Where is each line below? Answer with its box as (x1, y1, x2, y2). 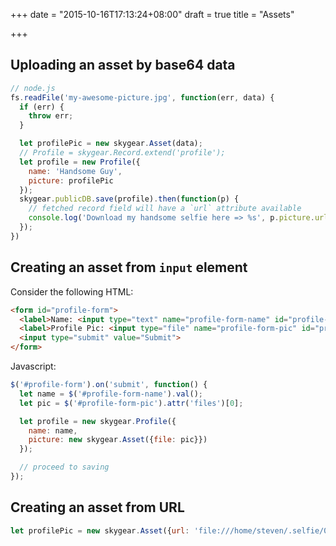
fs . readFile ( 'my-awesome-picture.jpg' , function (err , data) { (10, 92, 275, 103)
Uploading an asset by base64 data (10, 57, 236, 74)
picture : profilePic (28, 175, 114, 186)
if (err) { (19, 102, 65, 112)
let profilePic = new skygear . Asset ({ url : (10, 525, 190, 536)
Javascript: (10, 360, 57, 372)
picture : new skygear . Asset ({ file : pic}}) (28, 435, 208, 445)
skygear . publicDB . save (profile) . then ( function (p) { (19, 194, 240, 204)
